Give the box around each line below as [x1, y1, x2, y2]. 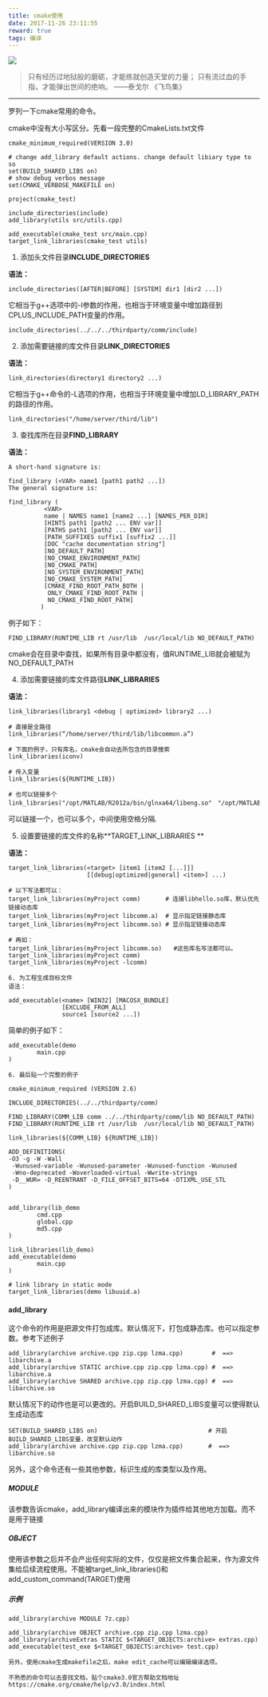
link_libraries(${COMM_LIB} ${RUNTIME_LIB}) [8, 1134, 159, 1142]
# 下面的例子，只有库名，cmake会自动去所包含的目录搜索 [8, 745, 170, 754]
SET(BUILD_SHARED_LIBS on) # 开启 [8, 1427, 227, 1435]
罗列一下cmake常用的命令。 [8, 106, 100, 116]
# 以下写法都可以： [8, 887, 64, 895]
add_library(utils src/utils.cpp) [8, 217, 124, 225]
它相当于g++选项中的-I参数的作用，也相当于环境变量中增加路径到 [8, 301, 223, 310]
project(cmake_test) [8, 195, 77, 204]
